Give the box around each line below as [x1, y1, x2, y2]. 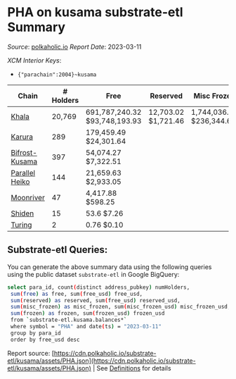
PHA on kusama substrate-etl [7, 4, 184, 20]
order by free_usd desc [10, 336, 80, 343]
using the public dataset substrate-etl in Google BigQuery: [7, 270, 180, 278]
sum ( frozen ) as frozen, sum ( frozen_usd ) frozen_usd [10, 310, 165, 317]
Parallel [11, 168, 36, 178]
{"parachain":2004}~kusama [17, 71, 97, 78]
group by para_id [10, 329, 61, 337]
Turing [11, 220, 32, 230]
